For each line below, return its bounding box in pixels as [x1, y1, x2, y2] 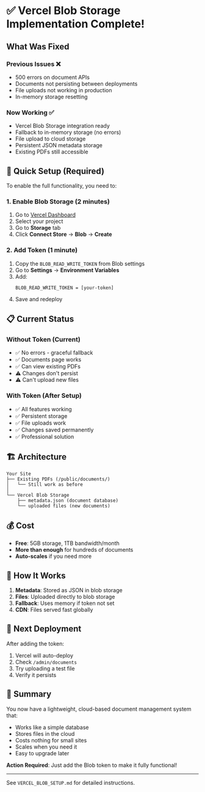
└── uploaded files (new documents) [17, 503, 111, 509]
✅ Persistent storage [15, 412, 68, 419]
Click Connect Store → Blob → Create [15, 230, 112, 238]
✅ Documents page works [15, 356, 82, 364]
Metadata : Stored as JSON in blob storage [15, 587, 123, 593]
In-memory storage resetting [15, 93, 88, 100]
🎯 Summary [6, 689, 52, 700]
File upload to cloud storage [15, 135, 86, 142]
